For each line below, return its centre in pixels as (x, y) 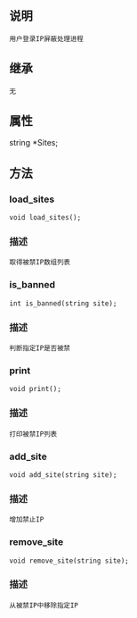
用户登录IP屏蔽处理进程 (47, 38)
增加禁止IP (27, 520)
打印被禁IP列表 (33, 434)
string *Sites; (34, 143)
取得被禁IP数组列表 (40, 263)
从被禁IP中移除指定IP (44, 605)
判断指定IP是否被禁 (40, 348)
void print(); (36, 389)
